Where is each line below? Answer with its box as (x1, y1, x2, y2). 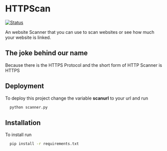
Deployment (5, 82, 44, 90)
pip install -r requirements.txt (9, 142, 79, 147)
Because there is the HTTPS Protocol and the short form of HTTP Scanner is (5, 62, 163, 68)
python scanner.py (9, 105, 48, 110)
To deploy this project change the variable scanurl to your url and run (5, 95, 149, 101)
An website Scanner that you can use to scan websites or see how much (5, 29, 155, 35)
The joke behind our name (5, 49, 88, 57)
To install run (5, 132, 32, 138)
